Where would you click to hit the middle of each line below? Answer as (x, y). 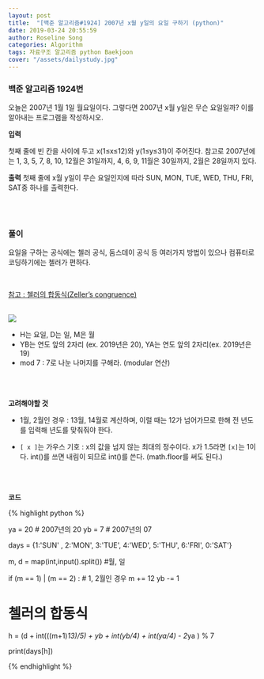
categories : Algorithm (45, 45)
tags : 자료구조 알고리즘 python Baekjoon (71, 52)
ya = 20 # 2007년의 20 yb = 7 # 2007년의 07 (80, 529)
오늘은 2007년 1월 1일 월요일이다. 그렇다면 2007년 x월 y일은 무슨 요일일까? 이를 (131, 108)
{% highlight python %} (46, 513)
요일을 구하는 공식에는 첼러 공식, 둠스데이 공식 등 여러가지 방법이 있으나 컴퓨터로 (132, 252)
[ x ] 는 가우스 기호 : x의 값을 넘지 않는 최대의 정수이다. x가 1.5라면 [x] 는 (132, 447)
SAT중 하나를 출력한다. (43, 188)
